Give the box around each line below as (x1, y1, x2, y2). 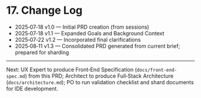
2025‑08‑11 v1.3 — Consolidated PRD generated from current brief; (14, 42, 181, 50)
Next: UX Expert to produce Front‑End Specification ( (6, 66, 138, 73)
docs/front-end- (136, 67, 178, 73)
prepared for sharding (14, 48, 69, 56)
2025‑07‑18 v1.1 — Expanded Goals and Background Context (14, 29, 165, 36)
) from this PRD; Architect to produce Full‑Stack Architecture (25, 72, 173, 79)
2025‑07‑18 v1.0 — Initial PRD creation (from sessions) (14, 23, 150, 30)
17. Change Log (6, 4, 83, 17)
